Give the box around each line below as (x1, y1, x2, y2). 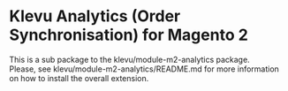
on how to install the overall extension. (9, 72, 149, 83)
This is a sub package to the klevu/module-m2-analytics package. (9, 54, 250, 64)
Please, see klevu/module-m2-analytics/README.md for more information (9, 64, 280, 74)
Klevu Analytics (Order (9, 6, 181, 27)
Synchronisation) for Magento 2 (9, 25, 249, 45)
